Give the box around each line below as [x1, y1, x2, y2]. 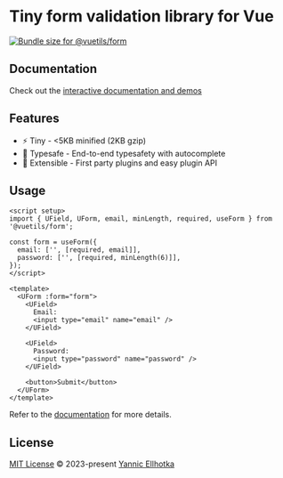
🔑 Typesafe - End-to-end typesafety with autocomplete [21, 148, 226, 158]
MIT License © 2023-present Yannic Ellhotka [9, 458, 175, 469]
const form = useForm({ [9, 238, 98, 247]
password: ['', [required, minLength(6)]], [17, 254, 181, 263]
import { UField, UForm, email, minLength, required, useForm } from [9, 215, 273, 223]
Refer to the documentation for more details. [9, 409, 172, 420]
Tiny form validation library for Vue [9, 6, 274, 27]
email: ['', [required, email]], [17, 246, 141, 255]
